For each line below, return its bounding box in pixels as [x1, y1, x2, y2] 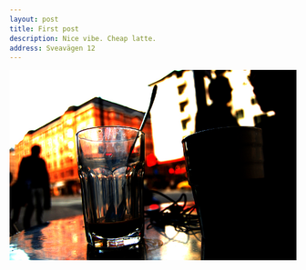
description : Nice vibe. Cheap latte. [9, 34, 157, 43]
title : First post [9, 24, 79, 34]
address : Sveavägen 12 [9, 44, 96, 53]
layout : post [9, 15, 59, 24]
